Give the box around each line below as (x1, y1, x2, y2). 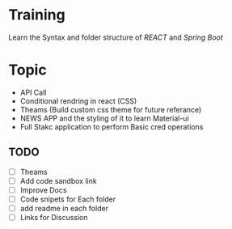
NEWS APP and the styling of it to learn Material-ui (19, 113, 190, 123)
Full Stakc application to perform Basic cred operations (19, 121, 204, 131)
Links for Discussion (19, 213, 88, 222)
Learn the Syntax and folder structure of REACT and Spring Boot (8, 32, 224, 42)
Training (8, 6, 66, 24)
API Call (19, 87, 47, 97)
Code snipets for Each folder (19, 194, 116, 204)
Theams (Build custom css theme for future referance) (19, 104, 202, 114)
